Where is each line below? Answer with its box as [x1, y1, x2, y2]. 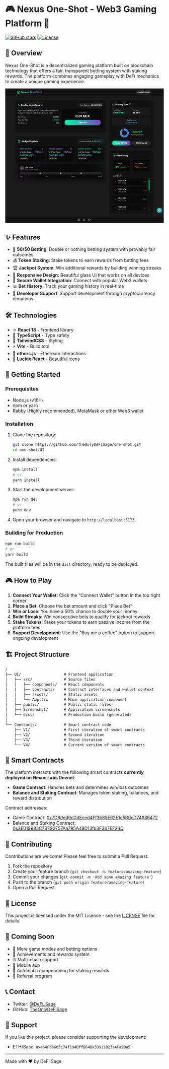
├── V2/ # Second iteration [14, 732, 105, 738]
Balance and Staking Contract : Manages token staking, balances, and [12, 790, 159, 796]
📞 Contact [5, 987, 35, 996]
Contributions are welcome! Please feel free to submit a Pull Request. [5, 853, 149, 859]
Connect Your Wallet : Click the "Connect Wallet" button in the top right [12, 592, 160, 598]
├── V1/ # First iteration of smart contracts [14, 727, 145, 732]
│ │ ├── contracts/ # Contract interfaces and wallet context [5, 687, 154, 692]
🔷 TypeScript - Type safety [12, 332, 69, 339]
